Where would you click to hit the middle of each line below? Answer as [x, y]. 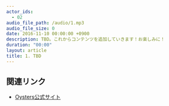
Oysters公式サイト [38, 97]
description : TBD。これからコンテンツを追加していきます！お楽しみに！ [86, 39]
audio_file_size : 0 [31, 28]
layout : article [26, 51]
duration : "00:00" [29, 45]
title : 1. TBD [24, 56]
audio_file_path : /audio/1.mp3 [45, 23]
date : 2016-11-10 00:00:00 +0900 [48, 34]
